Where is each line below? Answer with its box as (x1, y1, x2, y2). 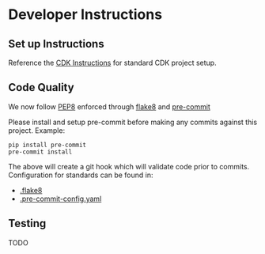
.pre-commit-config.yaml (19, 194, 102, 203)
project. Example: (8, 125, 66, 135)
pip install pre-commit (8, 141, 87, 149)
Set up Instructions (8, 37, 104, 51)
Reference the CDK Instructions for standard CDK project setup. (8, 58, 217, 67)
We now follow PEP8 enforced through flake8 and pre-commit (8, 101, 211, 112)
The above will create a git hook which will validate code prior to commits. (8, 161, 250, 171)
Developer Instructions (8, 6, 163, 24)
